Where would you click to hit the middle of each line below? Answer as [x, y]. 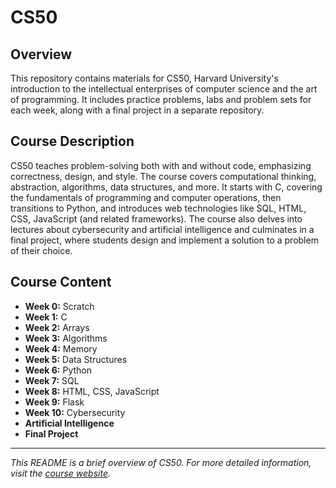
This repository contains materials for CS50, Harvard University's [144, 78]
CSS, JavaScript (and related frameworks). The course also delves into [156, 218]
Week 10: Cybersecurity [75, 412]
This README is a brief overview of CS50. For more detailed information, [161, 462]
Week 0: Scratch [59, 306]
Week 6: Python [58, 370]
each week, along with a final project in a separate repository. [137, 110]
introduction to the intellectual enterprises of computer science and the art [164, 89]
